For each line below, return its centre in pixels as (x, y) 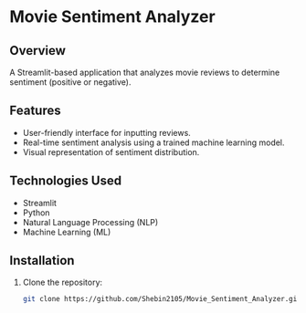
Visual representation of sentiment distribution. (111, 151)
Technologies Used (65, 181)
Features (35, 111)
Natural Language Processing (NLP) (90, 222)
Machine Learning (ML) (67, 232)
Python (36, 213)
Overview (38, 51)
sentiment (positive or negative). (70, 82)
